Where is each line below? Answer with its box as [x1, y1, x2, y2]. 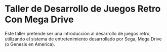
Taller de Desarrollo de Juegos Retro [5, 3, 161, 15]
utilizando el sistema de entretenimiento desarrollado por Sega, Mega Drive [5, 36, 162, 42]
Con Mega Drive [5, 14, 74, 25]
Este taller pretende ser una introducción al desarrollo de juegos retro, [5, 30, 151, 36]
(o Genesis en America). [5, 41, 55, 47]
